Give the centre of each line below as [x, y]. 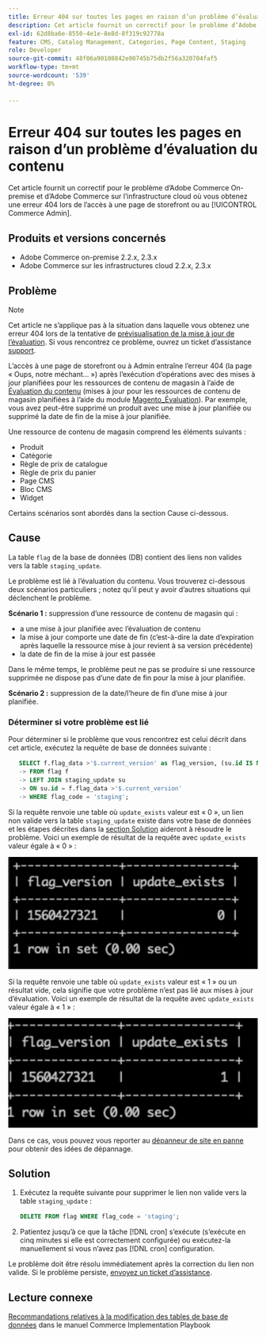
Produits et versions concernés [87, 238]
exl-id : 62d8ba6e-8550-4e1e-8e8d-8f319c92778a [86, 33]
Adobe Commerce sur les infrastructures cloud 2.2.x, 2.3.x [115, 266]
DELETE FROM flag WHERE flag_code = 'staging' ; [100, 1217]
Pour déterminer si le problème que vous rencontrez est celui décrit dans [127, 740]
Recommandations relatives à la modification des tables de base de [118, 1316]
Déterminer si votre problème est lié [78, 722]
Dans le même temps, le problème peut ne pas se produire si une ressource [132, 669]
